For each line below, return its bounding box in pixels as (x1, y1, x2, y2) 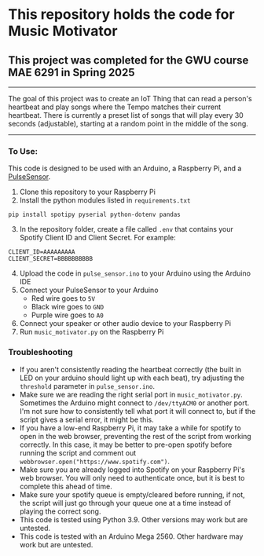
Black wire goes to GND (31, 302, 104, 312)
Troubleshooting (8, 347, 73, 358)
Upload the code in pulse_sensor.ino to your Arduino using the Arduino (19, 269, 251, 278)
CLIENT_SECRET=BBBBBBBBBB (8, 255, 93, 263)
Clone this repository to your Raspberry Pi (19, 187, 156, 197)
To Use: (8, 145, 38, 156)
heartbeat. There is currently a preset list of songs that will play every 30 (8, 111, 244, 119)
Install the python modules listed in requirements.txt (19, 196, 191, 205)
